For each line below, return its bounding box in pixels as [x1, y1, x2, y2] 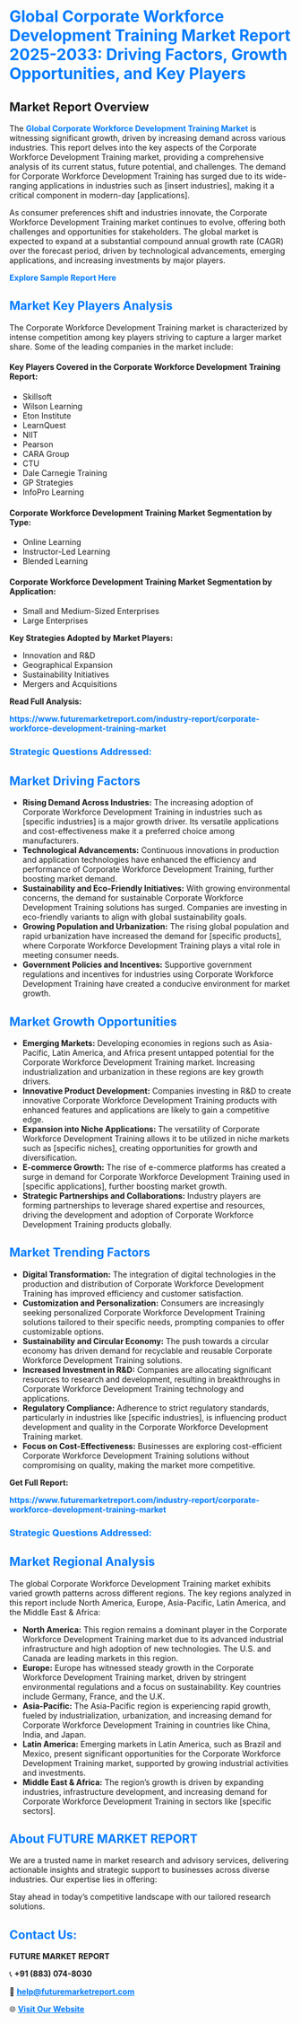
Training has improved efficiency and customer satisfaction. [21, 1288, 244, 1298]
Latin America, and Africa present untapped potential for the [52, 1047, 275, 1058]
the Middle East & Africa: [9, 1606, 101, 1617]
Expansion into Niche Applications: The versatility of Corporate [21, 1123, 261, 1134]
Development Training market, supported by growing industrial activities [21, 1757, 289, 1768]
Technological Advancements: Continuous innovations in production [21, 845, 279, 856]
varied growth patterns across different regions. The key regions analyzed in [9, 1588, 292, 1598]
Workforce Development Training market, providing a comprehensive [9, 152, 264, 163]
